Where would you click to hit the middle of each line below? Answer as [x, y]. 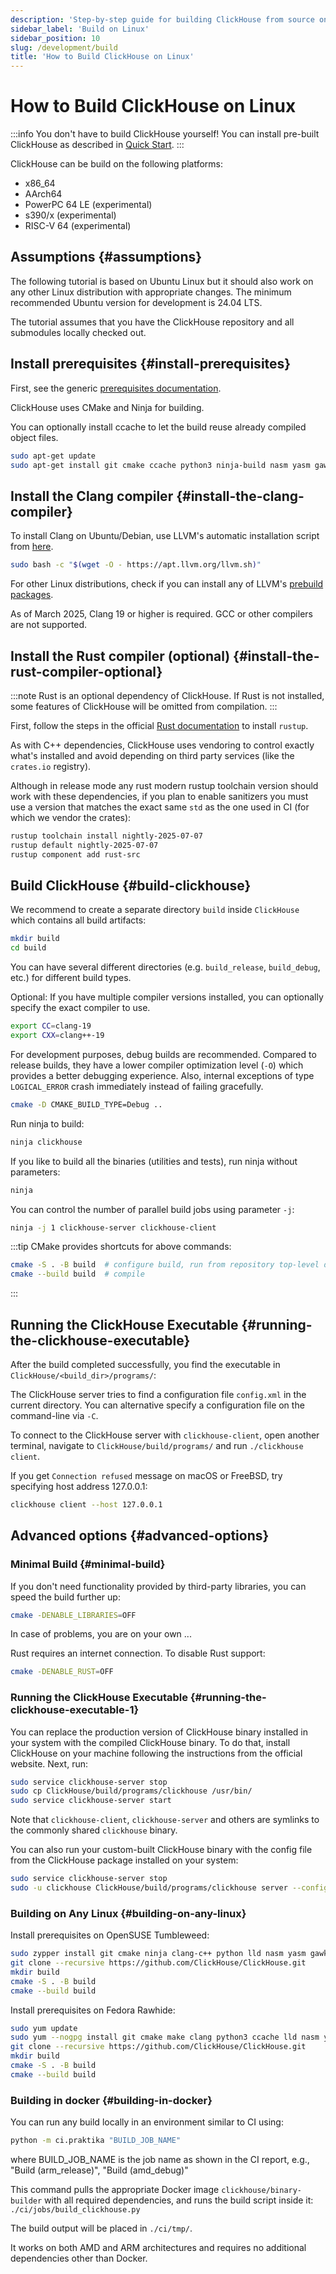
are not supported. [49, 625]
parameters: [35, 1172]
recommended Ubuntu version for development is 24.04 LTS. [136, 302]
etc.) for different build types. [71, 978]
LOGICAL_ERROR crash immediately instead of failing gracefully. [137, 1086]
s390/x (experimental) [70, 215]
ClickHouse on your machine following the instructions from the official [156, 1753]
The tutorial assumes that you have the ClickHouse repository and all [152, 322]
